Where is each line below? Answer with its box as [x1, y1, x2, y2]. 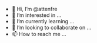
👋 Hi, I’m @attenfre [11, 6, 58, 12]
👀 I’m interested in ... [11, 12, 62, 19]
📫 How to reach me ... [11, 31, 66, 37]
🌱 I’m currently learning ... [11, 18, 75, 24]
